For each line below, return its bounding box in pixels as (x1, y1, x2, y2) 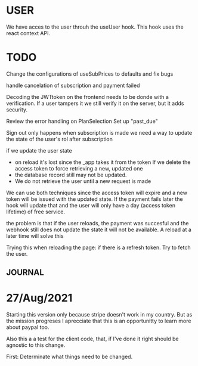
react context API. (6, 29, 51, 36)
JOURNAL (6, 268, 45, 278)
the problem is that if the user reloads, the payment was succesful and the (6, 219, 189, 227)
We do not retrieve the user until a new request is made (14, 177, 151, 185)
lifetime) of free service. (6, 208, 66, 215)
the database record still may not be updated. (14, 171, 127, 178)
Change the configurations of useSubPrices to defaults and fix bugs (6, 70, 174, 77)
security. (6, 106, 28, 113)
